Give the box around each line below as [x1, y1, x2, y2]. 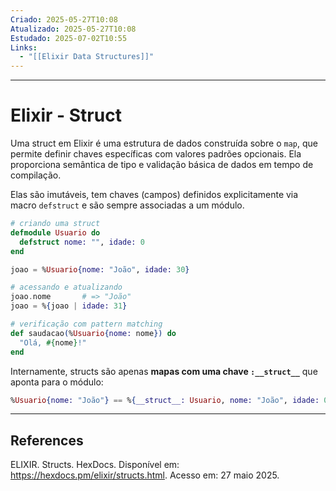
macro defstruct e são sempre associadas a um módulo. [10, 199, 245, 211]
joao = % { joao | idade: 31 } [10, 301, 128, 311]
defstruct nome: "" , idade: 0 [19, 237, 145, 247]
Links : [10, 42, 38, 53]
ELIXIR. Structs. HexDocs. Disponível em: [10, 459, 180, 471]
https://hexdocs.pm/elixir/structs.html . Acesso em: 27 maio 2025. [10, 469, 280, 481]
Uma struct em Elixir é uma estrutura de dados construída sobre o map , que [10, 137, 319, 150]
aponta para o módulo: [10, 376, 104, 388]
